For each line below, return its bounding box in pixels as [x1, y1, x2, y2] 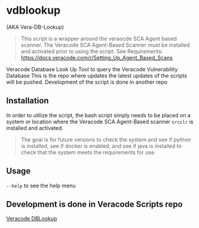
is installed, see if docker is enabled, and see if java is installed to [20, 142, 182, 150]
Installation [6, 96, 49, 106]
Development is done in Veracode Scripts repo [6, 199, 183, 209]
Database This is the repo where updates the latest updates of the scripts [6, 72, 187, 79]
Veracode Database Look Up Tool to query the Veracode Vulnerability [6, 65, 178, 72]
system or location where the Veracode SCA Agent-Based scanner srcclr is [6, 118, 194, 125]
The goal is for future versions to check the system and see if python [20, 136, 191, 143]
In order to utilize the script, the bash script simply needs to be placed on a [6, 111, 191, 118]
